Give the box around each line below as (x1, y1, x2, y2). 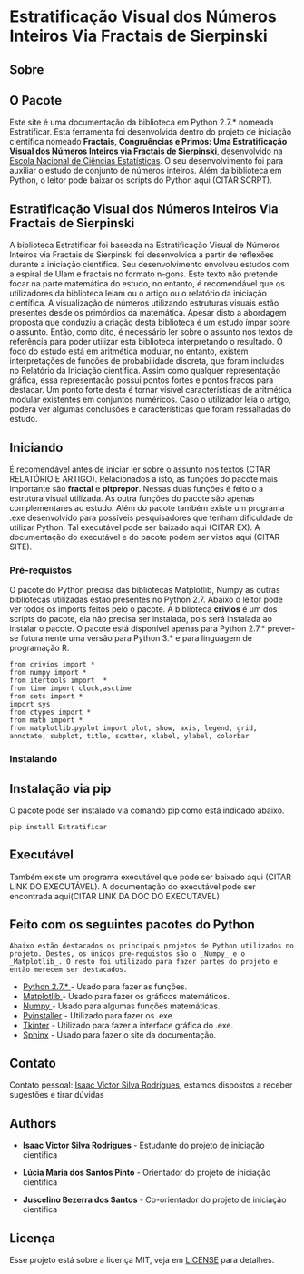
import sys (9, 700, 51, 709)
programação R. (9, 643, 70, 654)
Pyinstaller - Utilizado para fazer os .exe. (22, 1009, 175, 1020)
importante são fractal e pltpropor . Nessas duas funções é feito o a (9, 484, 264, 495)
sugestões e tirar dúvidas (9, 1089, 104, 1100)
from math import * (9, 716, 83, 725)
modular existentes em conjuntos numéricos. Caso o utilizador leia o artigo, (9, 394, 292, 406)
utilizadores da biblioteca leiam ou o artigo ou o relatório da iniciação (9, 288, 268, 299)
